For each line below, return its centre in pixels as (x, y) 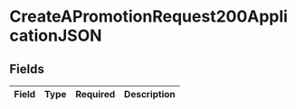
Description (150, 94)
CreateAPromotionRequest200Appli (148, 17)
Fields (27, 69)
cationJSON (56, 36)
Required (95, 94)
